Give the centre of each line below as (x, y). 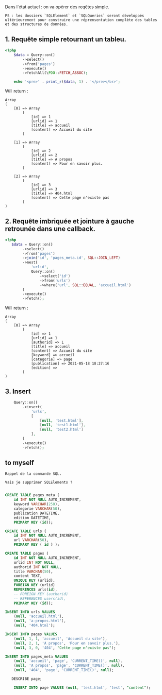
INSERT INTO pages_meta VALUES (37, 657)
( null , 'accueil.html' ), (39, 616)
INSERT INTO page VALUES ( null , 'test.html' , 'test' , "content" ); (82, 687)
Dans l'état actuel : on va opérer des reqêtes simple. (57, 7)
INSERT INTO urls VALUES (30, 612)
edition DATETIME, (32, 518)
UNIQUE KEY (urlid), (34, 581)
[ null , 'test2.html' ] (61, 430)
